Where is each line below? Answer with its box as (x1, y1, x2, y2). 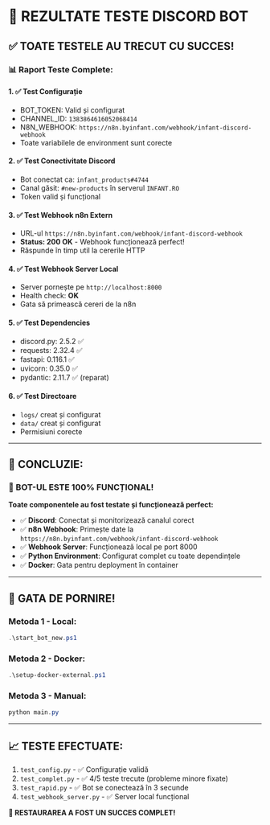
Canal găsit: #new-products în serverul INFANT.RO (19, 183, 179, 192)
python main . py (8, 708, 59, 716)
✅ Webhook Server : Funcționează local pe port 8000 (19, 542, 198, 552)
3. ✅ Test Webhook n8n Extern (8, 210, 113, 220)
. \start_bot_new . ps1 (8, 634, 78, 642)
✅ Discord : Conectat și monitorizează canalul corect (19, 515, 194, 525)
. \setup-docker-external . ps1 (8, 671, 106, 679)
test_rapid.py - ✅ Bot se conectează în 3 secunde (19, 783, 189, 793)
